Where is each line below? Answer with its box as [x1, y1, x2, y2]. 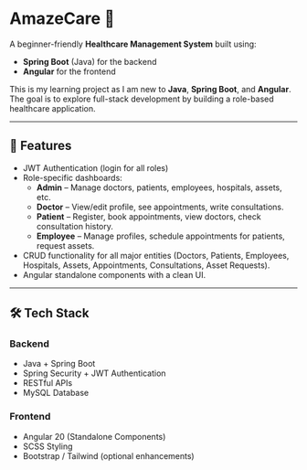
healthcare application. [9, 102, 96, 113]
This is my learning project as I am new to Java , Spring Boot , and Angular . [9, 83, 291, 94]
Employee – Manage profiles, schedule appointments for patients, [36, 230, 285, 241]
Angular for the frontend [22, 66, 116, 77]
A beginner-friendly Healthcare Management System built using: [9, 38, 258, 49]
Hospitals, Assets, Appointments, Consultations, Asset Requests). [22, 260, 270, 271]
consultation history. [36, 220, 114, 231]
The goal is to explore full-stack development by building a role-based [9, 93, 274, 104]
